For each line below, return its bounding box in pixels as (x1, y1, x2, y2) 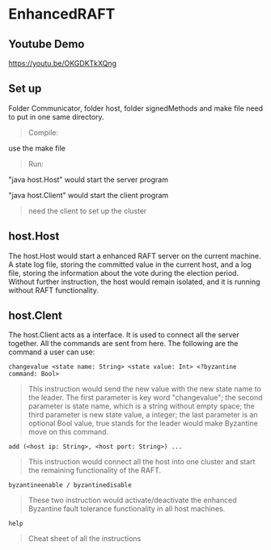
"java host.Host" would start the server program (8, 175, 168, 184)
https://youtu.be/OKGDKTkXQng (8, 58, 117, 68)
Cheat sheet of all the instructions (28, 534, 142, 544)
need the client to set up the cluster (28, 205, 147, 215)
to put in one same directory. (8, 112, 104, 121)
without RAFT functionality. (8, 285, 99, 295)
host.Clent (8, 309, 62, 323)
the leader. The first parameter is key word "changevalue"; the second (28, 393, 263, 403)
